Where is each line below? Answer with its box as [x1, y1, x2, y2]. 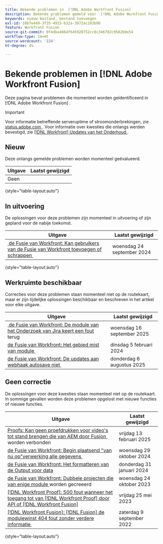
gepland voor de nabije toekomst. [5, 220, 72, 226]
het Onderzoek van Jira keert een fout [7, 328, 94, 334]
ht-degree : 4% [5, 43, 34, 48]
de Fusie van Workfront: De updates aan [7, 355, 99, 362]
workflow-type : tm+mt [5, 34, 49, 39]
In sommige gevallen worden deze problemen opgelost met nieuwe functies [5, 396, 157, 402]
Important [5, 109, 25, 115]
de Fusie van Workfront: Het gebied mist [7, 342, 99, 348]
